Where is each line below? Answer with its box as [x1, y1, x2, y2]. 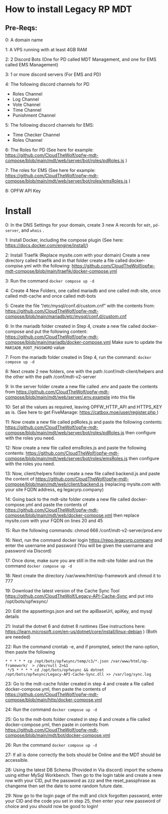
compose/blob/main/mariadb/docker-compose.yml [5, 339, 111, 345]
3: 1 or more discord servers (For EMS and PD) [5, 71, 101, 77]
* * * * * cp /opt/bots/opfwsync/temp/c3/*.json [5, 659, 109, 664]
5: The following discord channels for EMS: [5, 122, 94, 128]
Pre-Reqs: [5, 24, 38, 32]
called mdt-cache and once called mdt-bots [5, 293, 96, 299]
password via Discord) [5, 548, 52, 554]
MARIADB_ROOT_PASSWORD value [5, 344, 65, 350]
